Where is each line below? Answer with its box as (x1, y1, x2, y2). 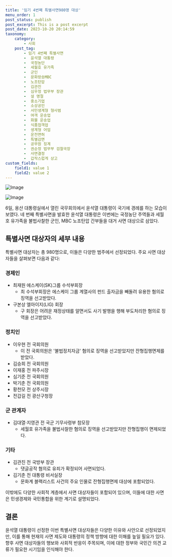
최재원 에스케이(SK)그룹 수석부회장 (12, 282, 83, 288)
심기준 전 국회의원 (12, 373, 49, 379)
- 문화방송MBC (24, 75, 52, 80)
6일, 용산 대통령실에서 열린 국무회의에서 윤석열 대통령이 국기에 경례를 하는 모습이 (5, 205, 167, 211)
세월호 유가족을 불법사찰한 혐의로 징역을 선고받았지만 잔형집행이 (20, 426, 148, 432)
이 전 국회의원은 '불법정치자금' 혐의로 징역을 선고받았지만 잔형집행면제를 (20, 347, 165, 354)
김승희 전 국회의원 (12, 360, 49, 367)
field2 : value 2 (14, 170, 50, 176)
